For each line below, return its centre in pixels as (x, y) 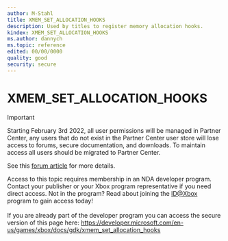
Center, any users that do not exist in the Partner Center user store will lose (113, 138)
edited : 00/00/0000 (35, 52)
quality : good (27, 58)
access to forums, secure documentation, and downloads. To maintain (106, 145)
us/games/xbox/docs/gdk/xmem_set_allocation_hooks (84, 229)
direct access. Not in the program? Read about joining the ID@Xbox (102, 193)
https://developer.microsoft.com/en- (132, 223)
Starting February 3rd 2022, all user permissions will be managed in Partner (114, 130)
